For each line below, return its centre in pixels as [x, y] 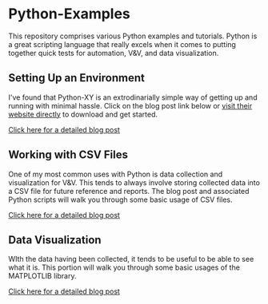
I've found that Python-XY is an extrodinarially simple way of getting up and [133, 97]
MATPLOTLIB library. [42, 276]
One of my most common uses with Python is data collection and [116, 174]
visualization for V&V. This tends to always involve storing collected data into [134, 182]
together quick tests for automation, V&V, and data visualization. [114, 53]
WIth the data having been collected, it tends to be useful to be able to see [131, 259]
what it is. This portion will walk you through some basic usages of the [124, 267]
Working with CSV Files [68, 155]
